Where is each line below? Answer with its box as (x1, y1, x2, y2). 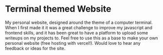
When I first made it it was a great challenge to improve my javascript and (5, 24, 152, 30)
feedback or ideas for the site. (5, 45, 66, 51)
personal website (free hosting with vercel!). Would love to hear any (5, 40, 141, 46)
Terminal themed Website (5, 3, 111, 15)
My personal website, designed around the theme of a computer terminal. (5, 19, 153, 25)
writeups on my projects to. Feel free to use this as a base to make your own (5, 35, 158, 41)
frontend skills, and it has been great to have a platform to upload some (5, 30, 148, 36)
